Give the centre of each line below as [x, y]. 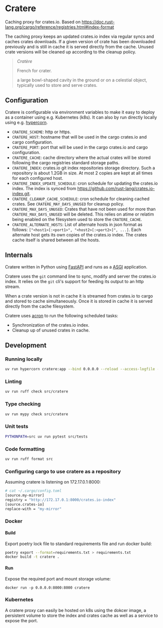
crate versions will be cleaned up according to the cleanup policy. [71, 52]
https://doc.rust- [98, 22]
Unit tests [17, 426]
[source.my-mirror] [25, 495]
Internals [19, 255]
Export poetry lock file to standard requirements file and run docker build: [78, 544]
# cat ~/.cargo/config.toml [33, 491]
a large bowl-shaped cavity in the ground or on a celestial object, [82, 80]
